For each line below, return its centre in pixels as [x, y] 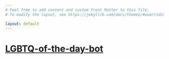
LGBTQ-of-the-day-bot [54, 49]
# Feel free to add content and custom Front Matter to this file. [77, 10]
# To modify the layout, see [36, 15]
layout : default [22, 24]
